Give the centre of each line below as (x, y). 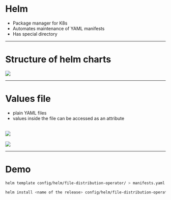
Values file (28, 99)
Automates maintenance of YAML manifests (59, 28)
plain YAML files (30, 113)
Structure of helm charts (58, 60)
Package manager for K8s (40, 23)
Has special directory (35, 34)
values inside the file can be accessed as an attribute (68, 118)
